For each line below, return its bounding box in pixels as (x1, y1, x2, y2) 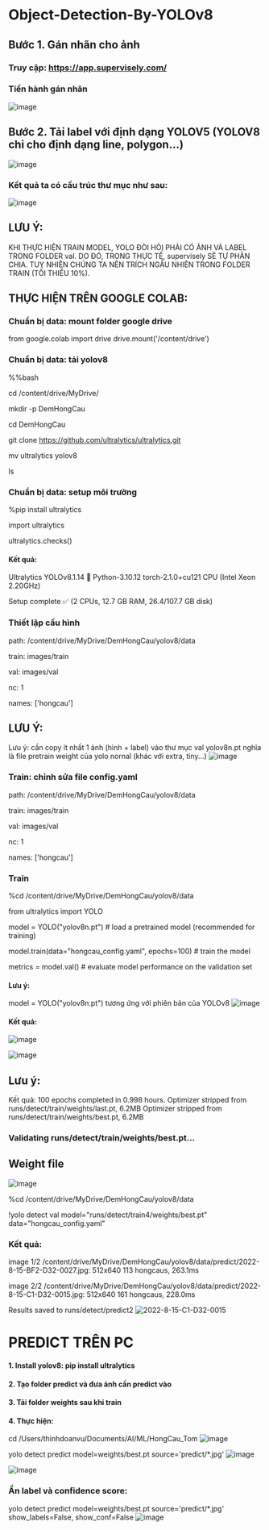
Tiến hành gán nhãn (8, 83, 89, 94)
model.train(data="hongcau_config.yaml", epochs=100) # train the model (8, 946, 251, 956)
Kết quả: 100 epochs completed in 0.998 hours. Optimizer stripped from (8, 1095, 247, 1105)
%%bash (8, 373, 39, 382)
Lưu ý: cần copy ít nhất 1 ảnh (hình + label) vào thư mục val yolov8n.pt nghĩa (8, 743, 262, 752)
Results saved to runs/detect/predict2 (8, 1305, 134, 1315)
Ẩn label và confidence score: (8, 1486, 128, 1497)
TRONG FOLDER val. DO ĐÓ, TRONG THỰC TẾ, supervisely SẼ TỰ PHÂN (8, 251, 250, 261)
